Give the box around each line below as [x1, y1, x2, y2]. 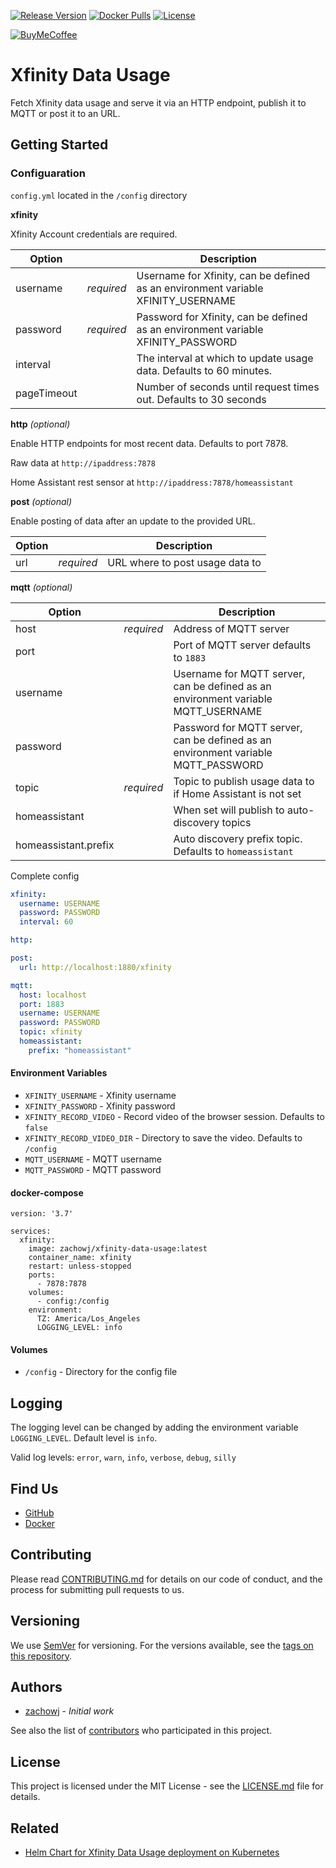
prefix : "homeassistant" [28, 1045, 132, 1055]
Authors [10, 1679, 63, 1695]
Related [10, 1820, 60, 1837]
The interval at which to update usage [136, 351, 314, 365]
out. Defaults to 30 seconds [136, 392, 267, 406]
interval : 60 [19, 917, 74, 927]
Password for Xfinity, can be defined [136, 310, 308, 324]
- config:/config [36, 1296, 110, 1307]
